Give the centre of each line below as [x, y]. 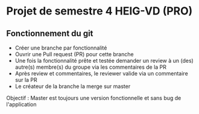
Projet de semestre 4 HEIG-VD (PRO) [99, 11]
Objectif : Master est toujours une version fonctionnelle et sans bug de [94, 98]
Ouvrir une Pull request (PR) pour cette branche [74, 54]
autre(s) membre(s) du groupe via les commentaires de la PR [91, 67]
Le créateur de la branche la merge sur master [73, 86]
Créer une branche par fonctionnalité [61, 48]
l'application [22, 104]
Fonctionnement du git [50, 33]
